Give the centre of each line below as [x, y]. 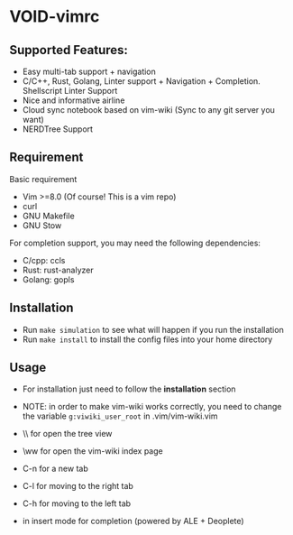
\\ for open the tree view [67, 434]
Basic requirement [43, 179]
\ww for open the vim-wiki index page [93, 451]
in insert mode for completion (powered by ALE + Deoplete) [133, 521]
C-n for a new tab [55, 469]
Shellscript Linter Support [70, 91]
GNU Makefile [48, 216]
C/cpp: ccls [44, 260]
